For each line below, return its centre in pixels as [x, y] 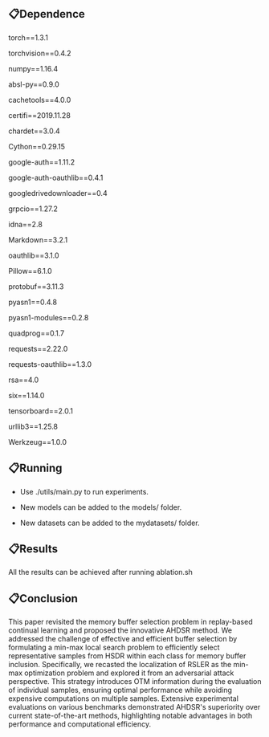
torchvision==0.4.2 [40, 53]
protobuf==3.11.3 [36, 286]
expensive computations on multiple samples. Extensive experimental [124, 698]
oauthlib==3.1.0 [34, 255]
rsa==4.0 [24, 380]
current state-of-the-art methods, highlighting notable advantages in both [130, 716]
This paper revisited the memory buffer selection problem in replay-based [130, 622]
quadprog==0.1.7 [37, 333]
